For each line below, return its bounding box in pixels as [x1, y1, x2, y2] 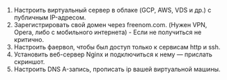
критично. [13, 35, 45, 44]
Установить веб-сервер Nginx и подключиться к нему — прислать [13, 50, 212, 58]
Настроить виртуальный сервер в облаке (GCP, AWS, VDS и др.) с [13, 6, 212, 14]
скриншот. [13, 58, 45, 65]
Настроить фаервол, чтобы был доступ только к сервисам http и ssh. [13, 43, 221, 51]
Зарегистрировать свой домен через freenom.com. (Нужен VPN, [13, 21, 208, 29]
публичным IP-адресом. [13, 13, 86, 22]
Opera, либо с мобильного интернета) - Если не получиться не [13, 28, 202, 36]
